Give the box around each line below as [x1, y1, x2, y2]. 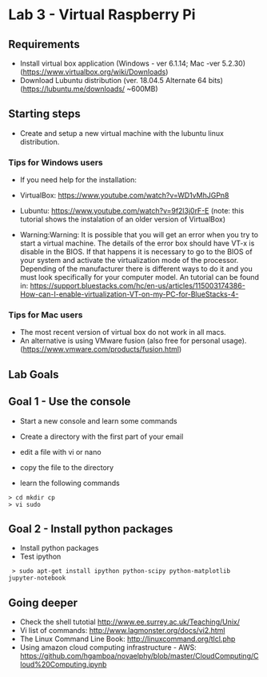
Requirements [8, 38, 80, 51]
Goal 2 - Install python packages [8, 522, 173, 536]
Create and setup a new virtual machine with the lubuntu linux [19, 128, 224, 137]
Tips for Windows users [8, 157, 104, 168]
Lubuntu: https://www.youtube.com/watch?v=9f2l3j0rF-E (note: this [19, 206, 245, 216]
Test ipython [19, 552, 62, 561]
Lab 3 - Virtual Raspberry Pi [8, 6, 196, 24]
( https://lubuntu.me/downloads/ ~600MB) [19, 84, 158, 94]
